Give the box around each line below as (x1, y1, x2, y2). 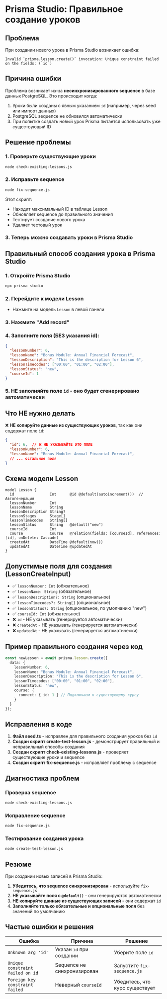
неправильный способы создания (12, 744, 85, 750)
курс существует (114, 984, 156, 991)
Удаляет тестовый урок (12, 222, 63, 228)
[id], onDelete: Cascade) (5, 535, 59, 540)
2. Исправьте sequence (5, 176, 65, 183)
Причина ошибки (5, 75, 62, 83)
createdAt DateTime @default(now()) (9, 540, 103, 545)
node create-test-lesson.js (5, 846, 64, 851)
